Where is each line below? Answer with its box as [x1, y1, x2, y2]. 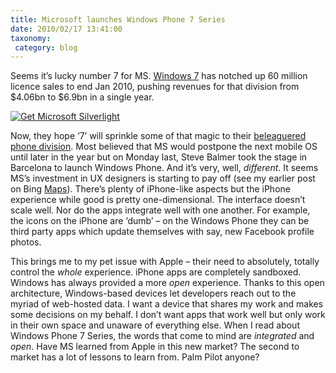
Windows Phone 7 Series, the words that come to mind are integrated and [10, 330, 315, 342]
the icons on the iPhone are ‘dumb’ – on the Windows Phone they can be [10, 215, 310, 227]
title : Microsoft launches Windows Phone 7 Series [10, 14, 226, 25]
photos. [10, 236, 42, 248]
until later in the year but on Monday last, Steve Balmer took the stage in [10, 151, 308, 163]
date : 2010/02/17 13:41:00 [10, 24, 123, 34]
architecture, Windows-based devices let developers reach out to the [10, 287, 297, 300]
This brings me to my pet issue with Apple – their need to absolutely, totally [10, 256, 320, 268]
